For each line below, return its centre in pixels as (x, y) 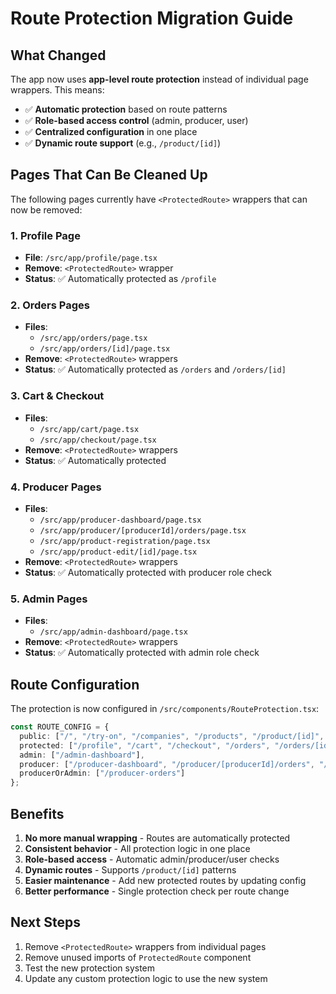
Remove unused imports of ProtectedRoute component (138, 957)
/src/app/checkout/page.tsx (98, 440)
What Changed (58, 55)
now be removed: (46, 209)
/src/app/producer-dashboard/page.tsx (120, 520)
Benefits (37, 813)
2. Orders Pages (50, 305)
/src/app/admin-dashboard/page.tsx (113, 632)
